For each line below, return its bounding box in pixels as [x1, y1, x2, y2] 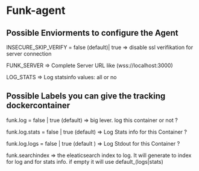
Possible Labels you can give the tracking [6, 91, 166, 102]
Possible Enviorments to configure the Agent [6, 28, 179, 38]
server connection [6, 50, 52, 57]
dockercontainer [6, 100, 71, 111]
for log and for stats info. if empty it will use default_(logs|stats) [6, 158, 164, 165]
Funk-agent [6, 4, 66, 18]
